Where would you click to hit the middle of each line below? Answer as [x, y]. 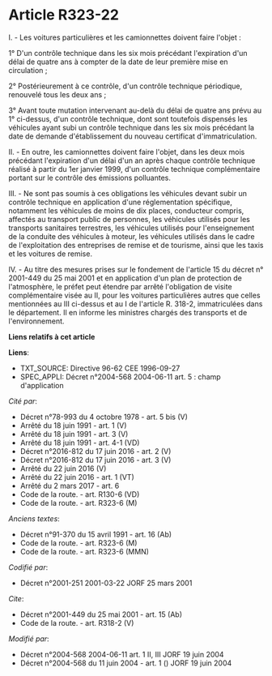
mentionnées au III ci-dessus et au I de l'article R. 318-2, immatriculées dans [136, 304]
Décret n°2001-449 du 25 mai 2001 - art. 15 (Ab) [101, 614]
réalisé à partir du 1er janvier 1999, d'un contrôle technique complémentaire [134, 169]
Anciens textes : [34, 518]
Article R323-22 [64, 15]
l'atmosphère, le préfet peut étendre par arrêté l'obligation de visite [120, 286]
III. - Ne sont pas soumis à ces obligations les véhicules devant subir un [127, 193]
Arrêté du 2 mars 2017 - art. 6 [70, 486]
